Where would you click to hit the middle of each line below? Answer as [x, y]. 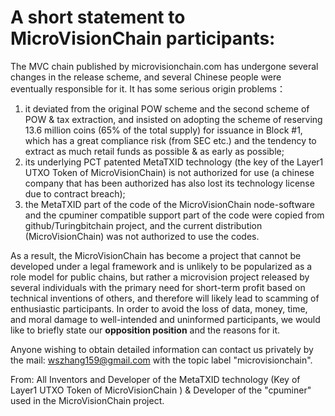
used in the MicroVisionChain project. [87, 400]
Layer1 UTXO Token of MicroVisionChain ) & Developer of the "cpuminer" [161, 390]
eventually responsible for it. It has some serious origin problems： [148, 88]
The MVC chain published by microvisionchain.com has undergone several [164, 66]
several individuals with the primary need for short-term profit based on [158, 287]
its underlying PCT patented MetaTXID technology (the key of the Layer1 [174, 162]
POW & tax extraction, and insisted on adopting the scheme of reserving [173, 119]
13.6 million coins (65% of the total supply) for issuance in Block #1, [163, 130]
